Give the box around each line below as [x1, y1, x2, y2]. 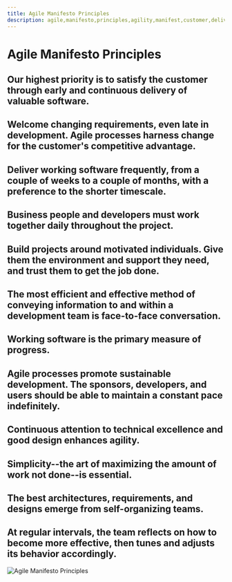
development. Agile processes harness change [7, 129, 215, 142]
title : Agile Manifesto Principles [7, 10, 110, 17]
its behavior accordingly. [7, 548, 117, 560]
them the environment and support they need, [7, 254, 210, 266]
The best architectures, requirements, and [7, 492, 193, 504]
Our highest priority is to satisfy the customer [7, 74, 209, 86]
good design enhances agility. [7, 435, 140, 447]
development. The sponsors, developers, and [7, 378, 207, 391]
